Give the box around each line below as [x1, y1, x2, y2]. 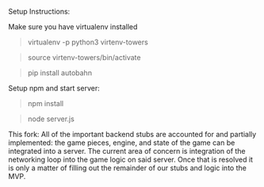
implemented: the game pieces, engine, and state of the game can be [8, 138, 235, 147]
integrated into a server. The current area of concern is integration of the [8, 147, 246, 155]
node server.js [27, 114, 75, 124]
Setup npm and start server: [8, 83, 101, 93]
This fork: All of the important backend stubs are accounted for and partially [8, 130, 257, 139]
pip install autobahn [27, 68, 93, 78]
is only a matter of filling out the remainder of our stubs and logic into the [8, 163, 247, 173]
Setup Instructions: [8, 7, 71, 16]
